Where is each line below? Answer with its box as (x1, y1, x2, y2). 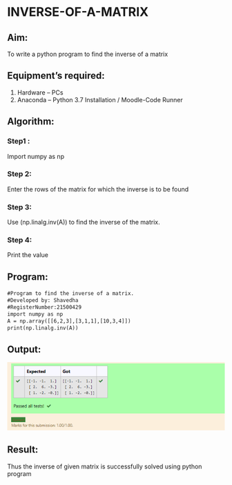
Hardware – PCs (17, 88, 64, 97)
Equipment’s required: (7, 70, 105, 82)
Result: (7, 444, 39, 456)
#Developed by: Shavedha (7, 297, 79, 304)
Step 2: (7, 169, 32, 179)
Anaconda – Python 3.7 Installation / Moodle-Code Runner (17, 95, 183, 104)
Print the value (7, 251, 48, 259)
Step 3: (7, 202, 32, 211)
